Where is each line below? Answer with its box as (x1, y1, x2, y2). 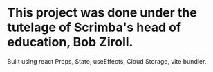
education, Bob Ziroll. (7, 35, 133, 50)
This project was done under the (7, 5, 197, 21)
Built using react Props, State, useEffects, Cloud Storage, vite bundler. (7, 57, 207, 65)
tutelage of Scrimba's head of (7, 19, 182, 35)
